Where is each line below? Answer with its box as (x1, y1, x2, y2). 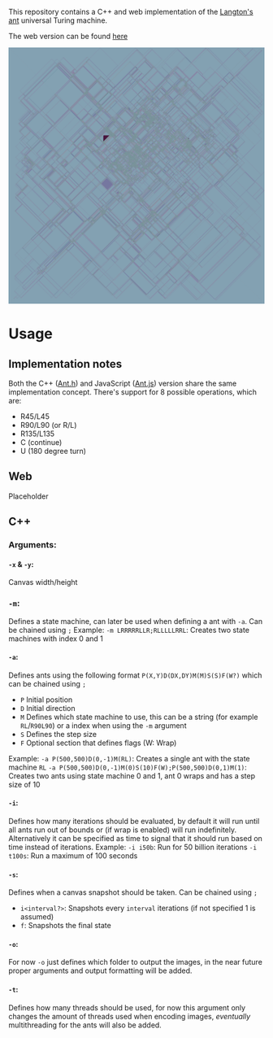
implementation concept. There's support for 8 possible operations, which (8, 387, 258, 397)
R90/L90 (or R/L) (19, 421, 77, 430)
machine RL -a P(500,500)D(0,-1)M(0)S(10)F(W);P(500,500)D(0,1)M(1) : (8, 762, 248, 772)
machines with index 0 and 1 (8, 634, 103, 643)
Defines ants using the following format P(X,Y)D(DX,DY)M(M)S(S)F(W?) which (8, 670, 262, 680)
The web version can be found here (8, 32, 128, 41)
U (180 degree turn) (19, 447, 87, 456)
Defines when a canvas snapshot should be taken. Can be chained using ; (8, 888, 258, 897)
